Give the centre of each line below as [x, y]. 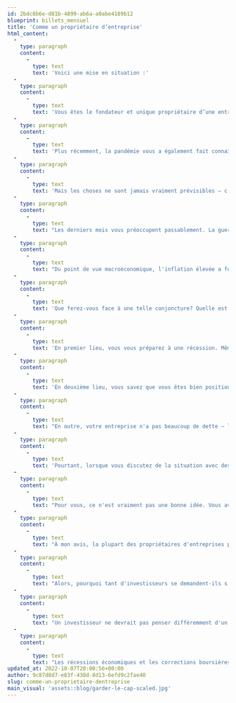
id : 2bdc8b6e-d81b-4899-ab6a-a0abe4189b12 [70, 14]
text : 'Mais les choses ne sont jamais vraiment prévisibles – [127, 191]
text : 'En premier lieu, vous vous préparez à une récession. [125, 348]
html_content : [28, 33]
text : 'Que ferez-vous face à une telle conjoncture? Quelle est [130, 309]
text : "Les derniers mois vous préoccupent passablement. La [124, 230]
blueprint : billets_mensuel [48, 20]
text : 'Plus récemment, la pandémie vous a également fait [121, 151]
